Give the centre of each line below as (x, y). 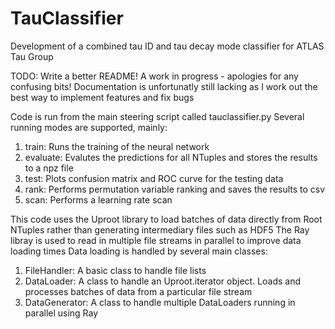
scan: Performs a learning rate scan (98, 199)
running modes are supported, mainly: (89, 127)
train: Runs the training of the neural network (117, 146)
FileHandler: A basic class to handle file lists (115, 270)
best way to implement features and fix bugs (102, 97)
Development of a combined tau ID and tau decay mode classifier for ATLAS (167, 46)
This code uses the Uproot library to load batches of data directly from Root (166, 219)
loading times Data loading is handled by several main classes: (139, 251)
